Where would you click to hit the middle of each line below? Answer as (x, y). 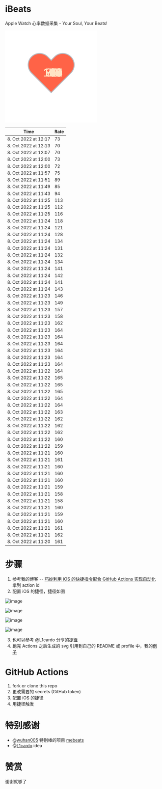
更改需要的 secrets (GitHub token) (46, 691)
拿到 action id (26, 585)
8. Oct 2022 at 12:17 (29, 139)
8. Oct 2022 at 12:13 (29, 145)
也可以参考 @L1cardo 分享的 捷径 (45, 640)
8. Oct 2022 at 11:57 (29, 173)
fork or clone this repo (35, 685)
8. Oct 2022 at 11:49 (29, 187)
